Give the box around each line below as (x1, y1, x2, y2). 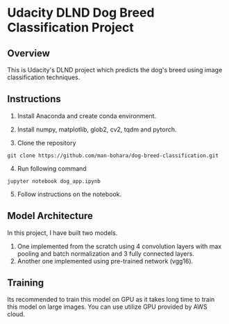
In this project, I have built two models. (7, 228, 118, 237)
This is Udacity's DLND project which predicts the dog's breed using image (7, 66, 223, 74)
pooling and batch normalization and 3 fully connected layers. (17, 249, 194, 258)
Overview (7, 47, 51, 59)
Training (7, 277, 44, 289)
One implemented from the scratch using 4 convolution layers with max (17, 242, 222, 250)
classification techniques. (7, 73, 80, 81)
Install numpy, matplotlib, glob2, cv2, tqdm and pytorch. (17, 125, 177, 133)
